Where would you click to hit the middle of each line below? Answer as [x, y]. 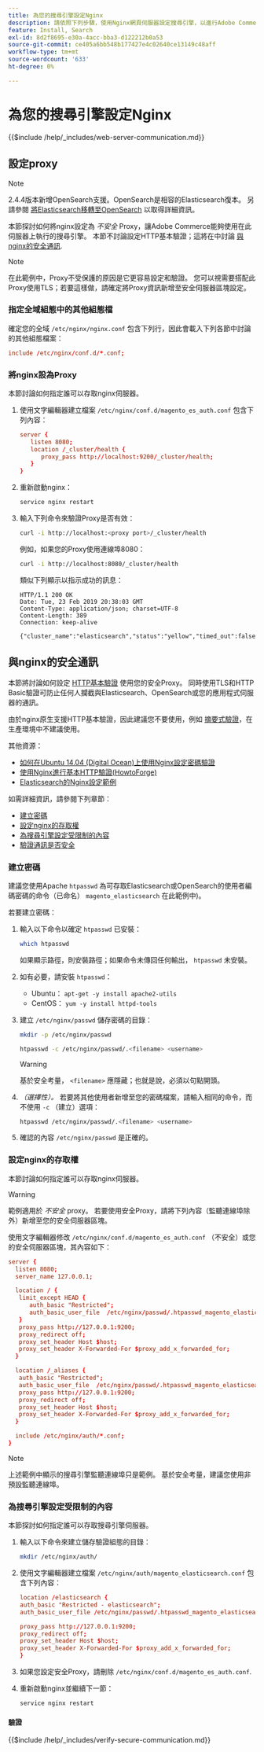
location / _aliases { [51, 1371]
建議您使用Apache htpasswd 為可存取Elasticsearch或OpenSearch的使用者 [126, 885]
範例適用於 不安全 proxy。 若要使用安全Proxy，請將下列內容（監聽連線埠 [126, 1210]
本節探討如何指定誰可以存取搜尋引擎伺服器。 [81, 1526]
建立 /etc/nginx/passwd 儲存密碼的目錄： [86, 1020]
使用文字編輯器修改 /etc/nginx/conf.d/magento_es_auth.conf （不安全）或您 [132, 1237]
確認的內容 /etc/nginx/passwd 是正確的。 [86, 1138]
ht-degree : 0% [31, 67]
